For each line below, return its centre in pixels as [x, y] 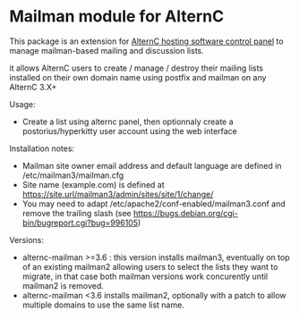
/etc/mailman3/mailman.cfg [73, 175]
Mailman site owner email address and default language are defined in [152, 165]
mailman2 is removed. [63, 285]
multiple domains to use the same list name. [103, 305]
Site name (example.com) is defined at [94, 184]
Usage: [22, 104]
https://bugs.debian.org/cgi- [186, 213]
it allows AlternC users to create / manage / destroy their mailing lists [137, 68]
